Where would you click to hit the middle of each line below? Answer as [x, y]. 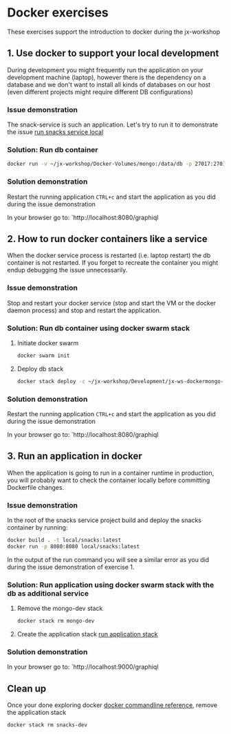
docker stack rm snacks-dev [47, 725]
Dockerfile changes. [36, 487]
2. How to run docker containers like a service [107, 239]
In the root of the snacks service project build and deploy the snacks [104, 520]
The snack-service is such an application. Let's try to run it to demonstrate [113, 125]
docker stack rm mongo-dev [56, 621]
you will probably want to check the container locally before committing [109, 480]
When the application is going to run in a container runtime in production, [111, 473]
